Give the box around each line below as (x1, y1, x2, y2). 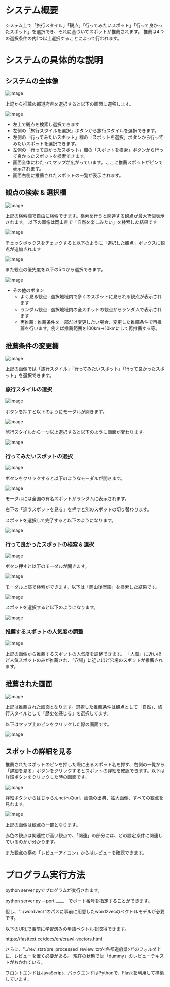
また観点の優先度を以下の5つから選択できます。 (5, 266, 106, 273)
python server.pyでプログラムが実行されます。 (5, 887, 103, 893)
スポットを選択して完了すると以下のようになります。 (5, 517, 116, 523)
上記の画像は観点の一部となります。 (5, 822, 81, 828)
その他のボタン (12, 287, 44, 293)
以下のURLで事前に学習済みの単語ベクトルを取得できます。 (5, 926, 129, 932)
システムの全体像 (5, 77, 59, 85)
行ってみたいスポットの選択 (5, 453, 73, 460)
